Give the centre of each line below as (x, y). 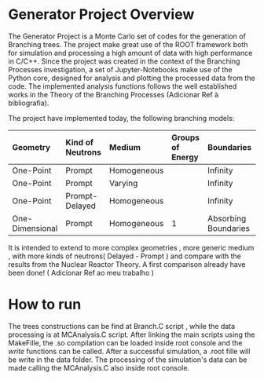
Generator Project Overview (101, 15)
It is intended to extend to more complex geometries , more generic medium (131, 247)
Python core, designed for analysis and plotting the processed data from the (132, 78)
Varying (123, 183)
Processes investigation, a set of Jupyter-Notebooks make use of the (121, 69)
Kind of (80, 142)
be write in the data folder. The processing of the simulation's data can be (128, 360)
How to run (45, 305)
